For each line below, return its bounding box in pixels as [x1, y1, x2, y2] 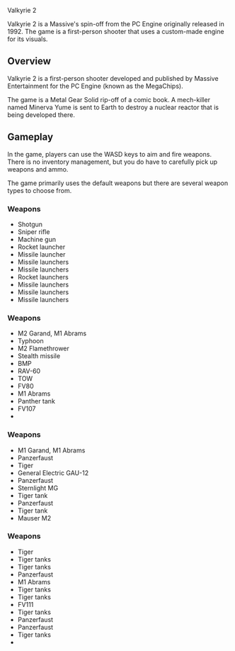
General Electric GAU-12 [17, 468, 89, 477]
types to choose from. [7, 186, 72, 194]
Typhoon [17, 337, 44, 345]
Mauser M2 [17, 513, 52, 522]
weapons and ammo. [7, 165, 69, 173]
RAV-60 [17, 367, 41, 375]
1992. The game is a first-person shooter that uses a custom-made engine [7, 28, 224, 35]
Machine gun [17, 235, 57, 243]
